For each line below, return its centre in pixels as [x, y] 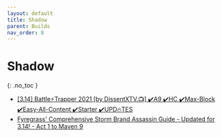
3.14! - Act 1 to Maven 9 [50, 127]
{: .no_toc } [23, 86]
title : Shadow [27, 20]
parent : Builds [29, 26]
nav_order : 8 [26, 33]
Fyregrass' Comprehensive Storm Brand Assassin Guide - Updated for [116, 119]
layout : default [30, 13]
